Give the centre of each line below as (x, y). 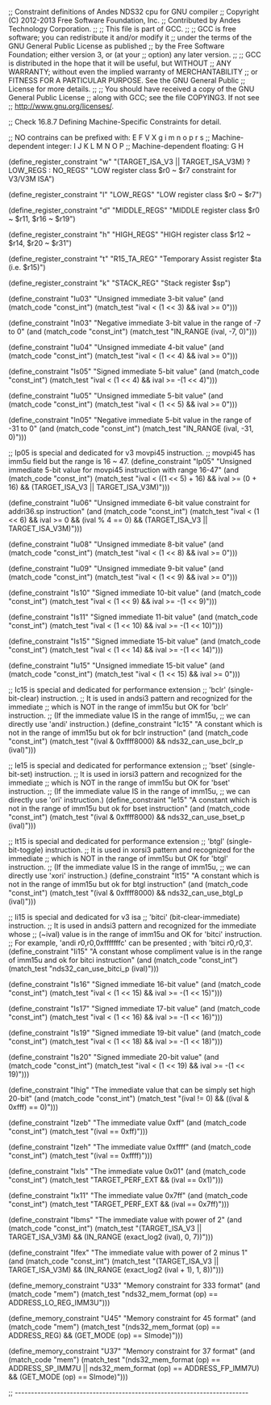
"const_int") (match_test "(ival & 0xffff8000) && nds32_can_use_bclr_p (126, 741)
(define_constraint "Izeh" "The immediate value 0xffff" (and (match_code (130, 1147)
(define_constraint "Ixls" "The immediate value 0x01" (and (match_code (127, 1171)
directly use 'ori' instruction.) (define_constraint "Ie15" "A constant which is (133, 800)
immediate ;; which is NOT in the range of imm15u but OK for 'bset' (119, 783)
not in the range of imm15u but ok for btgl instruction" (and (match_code (128, 884)
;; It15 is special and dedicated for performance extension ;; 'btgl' (117, 841)
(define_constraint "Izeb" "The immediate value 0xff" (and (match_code (127, 1122)
